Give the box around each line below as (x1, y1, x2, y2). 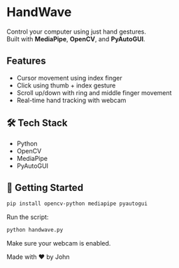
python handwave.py (6, 227, 64, 234)
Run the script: (6, 213, 49, 221)
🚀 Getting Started (6, 181, 84, 193)
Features (6, 55, 46, 67)
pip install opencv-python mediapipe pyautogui (6, 200, 148, 207)
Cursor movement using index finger (16, 73, 123, 82)
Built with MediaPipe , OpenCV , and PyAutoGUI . (6, 34, 145, 43)
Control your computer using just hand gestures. (6, 27, 146, 36)
